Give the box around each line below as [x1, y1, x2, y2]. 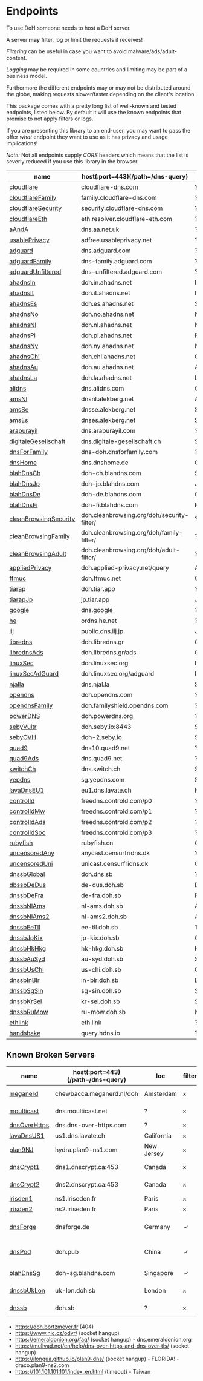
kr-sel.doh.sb [80, 997, 120, 1006]
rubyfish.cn [80, 839, 114, 847]
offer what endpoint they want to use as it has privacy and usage [6, 133, 168, 140]
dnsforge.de [55, 1222, 90, 1231]
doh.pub [55, 1247, 79, 1256]
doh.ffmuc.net [80, 574, 121, 582]
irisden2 [9, 1205, 33, 1213]
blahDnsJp [9, 480, 40, 488]
